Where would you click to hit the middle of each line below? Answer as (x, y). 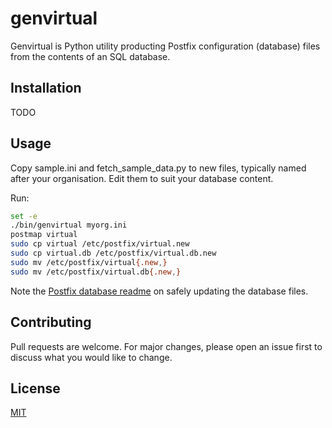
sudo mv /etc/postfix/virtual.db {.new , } (96, 272)
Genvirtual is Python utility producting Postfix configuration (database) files (165, 46)
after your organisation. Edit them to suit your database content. (142, 178)
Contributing (51, 322)
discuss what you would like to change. (91, 357)
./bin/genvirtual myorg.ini (69, 225)
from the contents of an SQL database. (90, 56)
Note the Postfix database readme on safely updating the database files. (159, 291)
